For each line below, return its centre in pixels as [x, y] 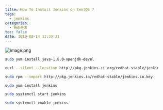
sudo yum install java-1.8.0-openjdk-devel [50, 59]
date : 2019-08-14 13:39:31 [32, 37]
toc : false [16, 32]
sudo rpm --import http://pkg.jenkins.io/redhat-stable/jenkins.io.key [79, 77]
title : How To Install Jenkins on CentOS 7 [50, 9]
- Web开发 [18, 28]
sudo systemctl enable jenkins [37, 103]
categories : [17, 23]
